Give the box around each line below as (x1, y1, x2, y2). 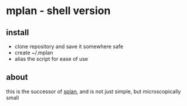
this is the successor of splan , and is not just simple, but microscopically (6, 88, 181, 95)
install (6, 28, 29, 37)
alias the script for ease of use (14, 56, 89, 62)
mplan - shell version (6, 4, 111, 18)
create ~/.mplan (14, 49, 53, 56)
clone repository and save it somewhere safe (14, 43, 124, 50)
